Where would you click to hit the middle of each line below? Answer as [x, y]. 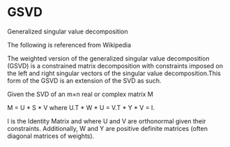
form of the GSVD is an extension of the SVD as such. [84, 80]
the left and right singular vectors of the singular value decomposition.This [114, 73]
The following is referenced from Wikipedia [69, 45]
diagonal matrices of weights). [51, 136]
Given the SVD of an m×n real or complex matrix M [80, 94]
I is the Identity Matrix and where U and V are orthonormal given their [107, 121]
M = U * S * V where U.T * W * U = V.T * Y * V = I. [81, 107]
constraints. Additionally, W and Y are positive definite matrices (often [107, 128]
